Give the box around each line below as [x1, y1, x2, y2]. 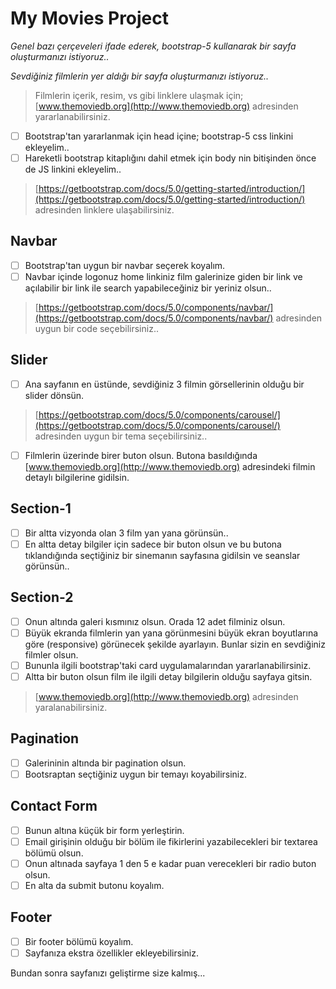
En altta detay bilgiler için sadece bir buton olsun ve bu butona [24, 538, 282, 550]
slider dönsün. [24, 389, 85, 401]
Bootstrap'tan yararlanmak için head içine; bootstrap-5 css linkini [24, 130, 294, 142]
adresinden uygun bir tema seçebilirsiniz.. [34, 430, 208, 442]
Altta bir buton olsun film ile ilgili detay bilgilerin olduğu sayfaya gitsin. [24, 670, 313, 682]
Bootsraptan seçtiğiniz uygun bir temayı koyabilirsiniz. [24, 768, 248, 780]
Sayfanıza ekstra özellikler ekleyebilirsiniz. [24, 947, 199, 959]
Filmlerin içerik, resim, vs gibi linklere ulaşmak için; [34, 89, 244, 101]
